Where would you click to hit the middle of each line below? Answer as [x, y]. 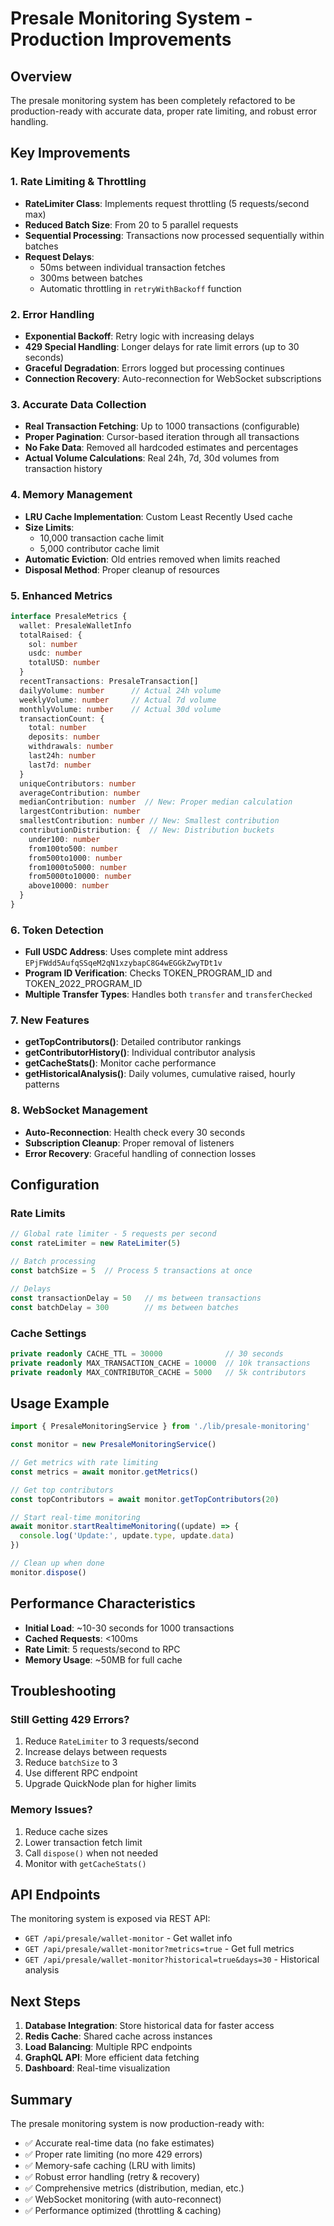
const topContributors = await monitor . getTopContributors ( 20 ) [145, 1499]
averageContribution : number [80, 793]
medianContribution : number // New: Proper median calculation [156, 802]
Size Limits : [49, 527]
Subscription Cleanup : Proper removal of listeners [129, 1143]
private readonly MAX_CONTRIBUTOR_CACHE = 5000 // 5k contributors [158, 1372]
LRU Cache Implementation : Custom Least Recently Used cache [158, 516]
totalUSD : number [64, 663]
